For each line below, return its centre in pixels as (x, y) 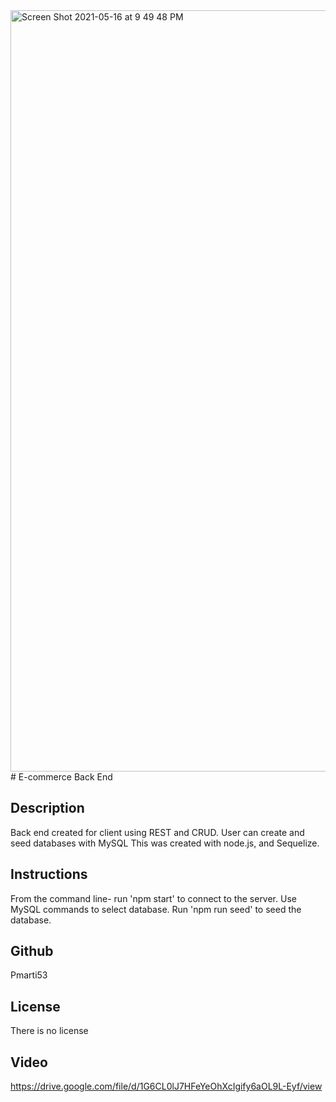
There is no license (49, 1031)
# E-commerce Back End (61, 777)
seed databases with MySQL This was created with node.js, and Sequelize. (165, 843)
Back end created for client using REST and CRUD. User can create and (157, 832)
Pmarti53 (29, 975)
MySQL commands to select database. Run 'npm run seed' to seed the (156, 909)
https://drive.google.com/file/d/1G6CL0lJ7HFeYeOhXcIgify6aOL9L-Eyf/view (166, 1086)
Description (47, 808)
